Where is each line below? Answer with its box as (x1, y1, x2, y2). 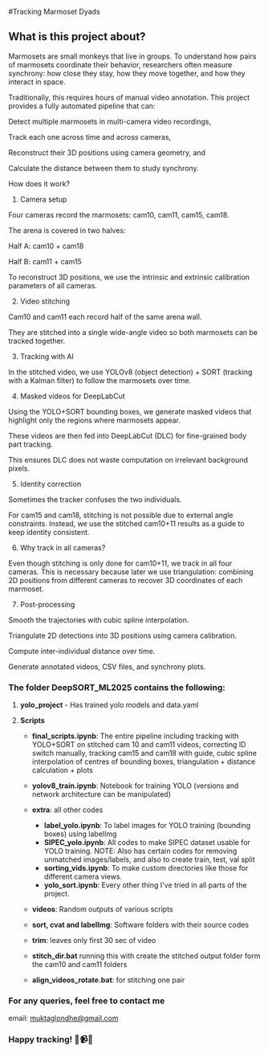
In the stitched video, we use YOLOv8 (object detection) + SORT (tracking (8, 367, 253, 377)
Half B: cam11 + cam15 (8, 256, 82, 266)
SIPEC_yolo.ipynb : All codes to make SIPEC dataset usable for (43, 838, 251, 847)
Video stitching (19, 296, 71, 306)
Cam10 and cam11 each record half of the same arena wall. (8, 312, 202, 321)
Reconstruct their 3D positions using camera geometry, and (8, 148, 206, 157)
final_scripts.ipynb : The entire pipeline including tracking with (31, 731, 239, 741)
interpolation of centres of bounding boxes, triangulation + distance (31, 757, 256, 766)
